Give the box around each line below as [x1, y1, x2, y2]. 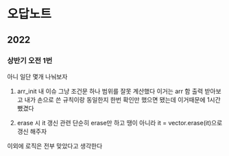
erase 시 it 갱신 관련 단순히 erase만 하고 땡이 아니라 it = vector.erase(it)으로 [16, 118, 223, 127]
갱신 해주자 [16, 127, 47, 135]
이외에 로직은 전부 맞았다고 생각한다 [7, 142, 103, 150]
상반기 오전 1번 [7, 55, 53, 65]
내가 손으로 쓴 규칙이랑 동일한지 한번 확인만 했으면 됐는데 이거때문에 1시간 [24, 95, 221, 103]
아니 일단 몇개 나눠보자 [7, 73, 68, 81]
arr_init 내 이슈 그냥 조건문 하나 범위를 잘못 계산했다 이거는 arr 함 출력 [16, 87, 204, 95]
